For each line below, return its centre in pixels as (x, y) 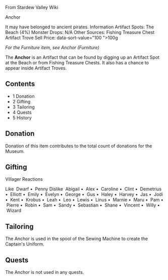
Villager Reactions (24, 179)
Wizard (14, 211)
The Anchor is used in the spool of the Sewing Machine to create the (77, 239)
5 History (22, 117)
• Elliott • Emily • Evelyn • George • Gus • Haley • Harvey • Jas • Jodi (84, 194)
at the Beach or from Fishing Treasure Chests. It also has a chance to (77, 63)
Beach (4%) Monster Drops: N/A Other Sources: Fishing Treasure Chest (80, 32)
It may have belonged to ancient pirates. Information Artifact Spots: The (80, 27)
